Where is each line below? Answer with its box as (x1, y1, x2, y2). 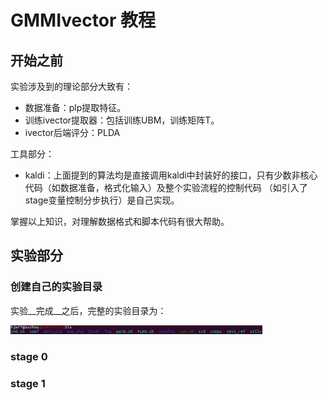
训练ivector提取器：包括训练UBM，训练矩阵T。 (24, 114, 220, 126)
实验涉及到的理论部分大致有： (10, 81, 133, 92)
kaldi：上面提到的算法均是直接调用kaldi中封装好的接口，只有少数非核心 (24, 169, 318, 181)
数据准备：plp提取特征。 (24, 102, 127, 113)
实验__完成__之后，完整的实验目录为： (10, 304, 167, 316)
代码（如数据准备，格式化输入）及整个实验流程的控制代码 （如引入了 (24, 182, 308, 193)
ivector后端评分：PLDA (24, 127, 121, 138)
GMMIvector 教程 (10, 9, 156, 32)
